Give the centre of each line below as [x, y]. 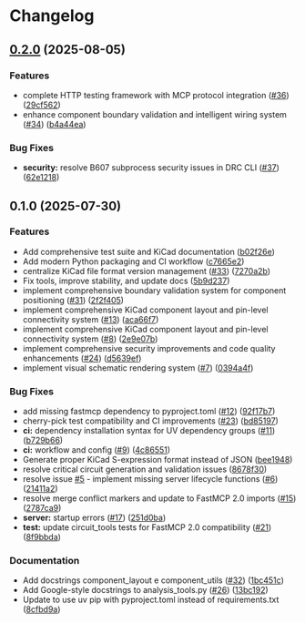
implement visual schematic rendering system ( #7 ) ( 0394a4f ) [138, 368]
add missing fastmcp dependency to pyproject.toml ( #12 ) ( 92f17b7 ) [149, 412]
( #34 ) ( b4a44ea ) [54, 124]
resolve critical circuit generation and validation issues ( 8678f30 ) [145, 469]
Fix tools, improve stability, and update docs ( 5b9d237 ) [126, 281]
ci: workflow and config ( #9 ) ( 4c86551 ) [97, 450]
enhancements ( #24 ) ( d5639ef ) [82, 358]
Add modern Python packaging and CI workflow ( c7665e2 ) [133, 261]
